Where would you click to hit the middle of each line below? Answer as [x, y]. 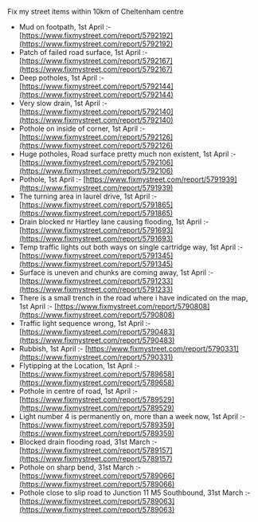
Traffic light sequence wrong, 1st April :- [85, 323]
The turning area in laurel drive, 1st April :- [88, 196]
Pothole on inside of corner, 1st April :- [82, 128]
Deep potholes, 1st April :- [62, 78]
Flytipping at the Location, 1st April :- [79, 365]
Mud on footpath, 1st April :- [65, 27]
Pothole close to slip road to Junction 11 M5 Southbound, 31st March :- [135, 493]
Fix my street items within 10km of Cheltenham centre [96, 12]
